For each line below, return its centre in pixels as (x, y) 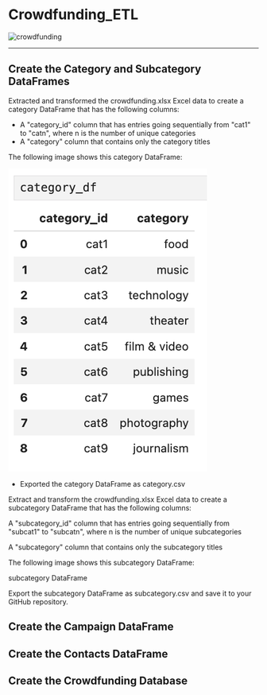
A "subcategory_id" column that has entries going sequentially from (119, 523)
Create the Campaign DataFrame (91, 627)
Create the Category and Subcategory (105, 69)
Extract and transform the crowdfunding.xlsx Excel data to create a (118, 499)
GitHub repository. (39, 601)
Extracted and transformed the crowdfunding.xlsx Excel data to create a (126, 100)
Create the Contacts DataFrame (88, 654)
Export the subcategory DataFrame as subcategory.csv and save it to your (130, 593)
